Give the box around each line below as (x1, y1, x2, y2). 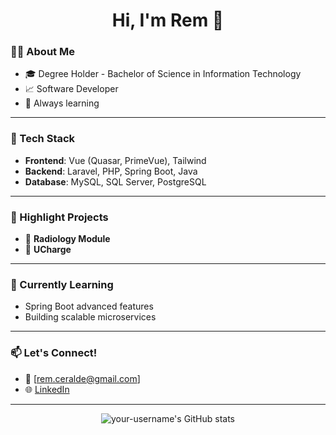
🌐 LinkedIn (24, 383, 70, 395)
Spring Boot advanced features (24, 300, 154, 313)
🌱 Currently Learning (10, 278, 114, 291)
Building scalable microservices (24, 311, 157, 323)
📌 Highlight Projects (10, 210, 109, 224)
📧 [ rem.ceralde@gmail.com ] (24, 372, 141, 384)
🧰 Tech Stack (10, 132, 76, 146)
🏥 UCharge (24, 244, 72, 256)
